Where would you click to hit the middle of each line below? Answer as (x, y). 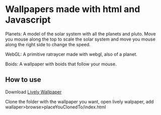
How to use (23, 80)
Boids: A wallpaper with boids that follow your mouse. (61, 64)
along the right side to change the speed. (48, 44)
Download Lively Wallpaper (33, 92)
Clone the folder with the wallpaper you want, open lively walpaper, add (79, 101)
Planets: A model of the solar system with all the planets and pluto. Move (80, 34)
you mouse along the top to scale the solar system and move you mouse (80, 39)
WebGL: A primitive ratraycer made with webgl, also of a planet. (71, 54)
